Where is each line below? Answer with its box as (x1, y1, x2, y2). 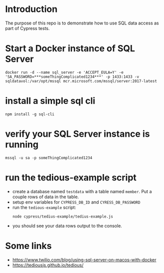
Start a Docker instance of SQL (5, 43, 136, 54)
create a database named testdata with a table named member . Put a (12, 188, 152, 194)
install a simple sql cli (5, 95, 96, 107)
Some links (5, 240, 52, 252)
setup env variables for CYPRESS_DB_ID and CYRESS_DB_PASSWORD (12, 199, 141, 205)
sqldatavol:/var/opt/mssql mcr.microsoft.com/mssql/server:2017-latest (5, 78, 157, 83)
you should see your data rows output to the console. (12, 223, 122, 229)
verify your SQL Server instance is (5, 128, 150, 139)
